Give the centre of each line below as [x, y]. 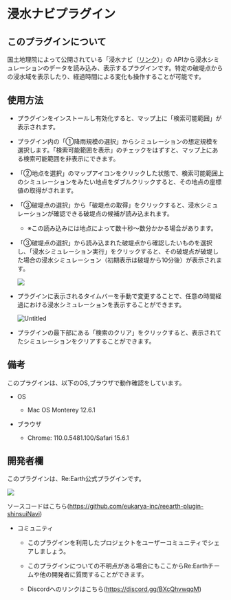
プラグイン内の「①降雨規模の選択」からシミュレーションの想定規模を [118, 141]
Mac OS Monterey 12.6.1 [61, 410]
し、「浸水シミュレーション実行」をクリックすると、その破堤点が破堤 [115, 251]
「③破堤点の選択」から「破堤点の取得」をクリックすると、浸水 [109, 205]
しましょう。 [52, 551]
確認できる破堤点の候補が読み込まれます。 [113, 213]
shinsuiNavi [23, 514]
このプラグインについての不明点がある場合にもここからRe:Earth [118, 566]
